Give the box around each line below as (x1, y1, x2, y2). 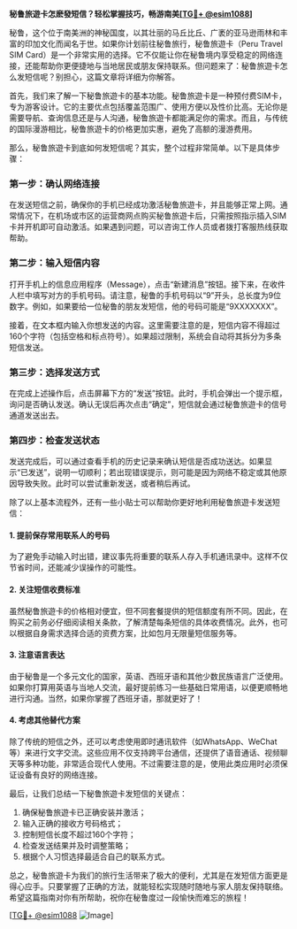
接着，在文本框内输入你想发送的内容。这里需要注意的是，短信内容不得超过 (9, 319, 280, 330)
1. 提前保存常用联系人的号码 (9, 530, 110, 541)
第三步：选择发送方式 (9, 366, 100, 379)
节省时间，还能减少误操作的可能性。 (9, 562, 141, 573)
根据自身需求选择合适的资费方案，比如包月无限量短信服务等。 (16, 627, 241, 638)
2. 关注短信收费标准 (9, 584, 81, 595)
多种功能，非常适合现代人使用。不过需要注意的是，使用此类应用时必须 (24, 758, 280, 769)
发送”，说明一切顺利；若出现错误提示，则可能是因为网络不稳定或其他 (27, 467, 280, 478)
